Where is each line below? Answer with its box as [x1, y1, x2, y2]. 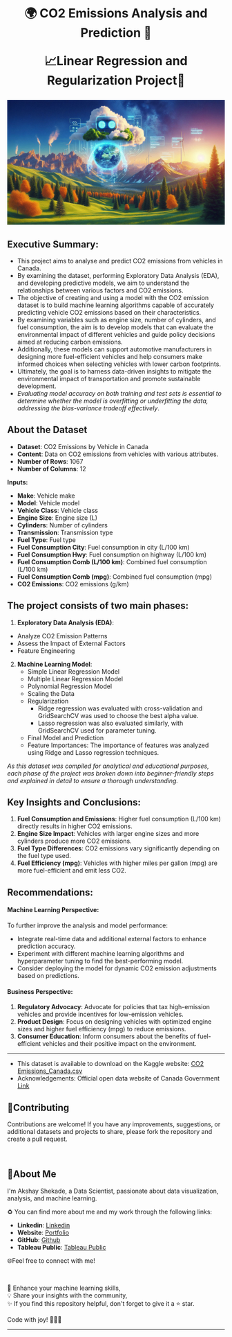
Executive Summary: [7, 238, 99, 250]
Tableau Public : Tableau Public [17, 1243, 106, 1251]
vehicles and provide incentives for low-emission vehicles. [17, 1010, 184, 1019]
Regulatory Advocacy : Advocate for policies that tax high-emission [17, 1003, 211, 1011]
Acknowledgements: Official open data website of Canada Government [17, 1074, 220, 1083]
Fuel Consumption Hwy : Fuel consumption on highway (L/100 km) [17, 550, 207, 559]
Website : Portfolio [17, 1228, 70, 1236]
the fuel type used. [17, 852, 71, 860]
